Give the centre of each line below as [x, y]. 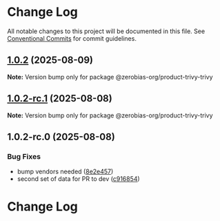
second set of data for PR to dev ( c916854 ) [78, 179]
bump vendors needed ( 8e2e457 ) [65, 172]
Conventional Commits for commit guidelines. [72, 38]
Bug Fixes [24, 156]
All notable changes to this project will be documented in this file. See [106, 31]
